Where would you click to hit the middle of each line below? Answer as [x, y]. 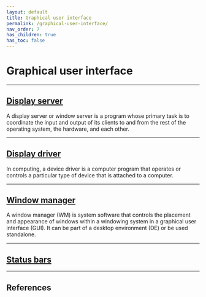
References [29, 287]
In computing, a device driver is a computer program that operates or [94, 169]
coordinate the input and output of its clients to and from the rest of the [96, 122]
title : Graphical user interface [49, 18]
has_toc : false [26, 40]
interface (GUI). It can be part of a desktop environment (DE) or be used [97, 228]
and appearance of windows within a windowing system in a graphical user [101, 222]
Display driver [34, 154]
